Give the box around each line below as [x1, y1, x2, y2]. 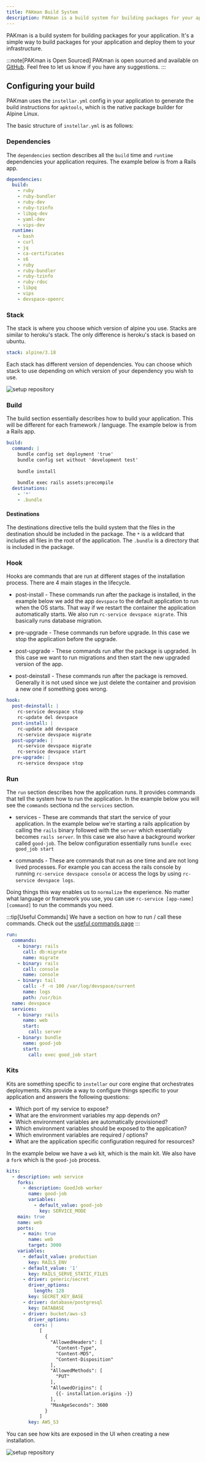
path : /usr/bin [22, 994, 62, 1001]
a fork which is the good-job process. [6, 1156, 101, 1164]
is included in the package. [6, 543, 75, 551]
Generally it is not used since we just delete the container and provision [15, 679, 196, 686]
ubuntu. [6, 338, 26, 345]
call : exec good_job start [28, 1051, 97, 1058]
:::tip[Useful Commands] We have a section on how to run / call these [6, 913, 182, 921]
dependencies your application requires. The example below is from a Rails [6, 158, 196, 165]
